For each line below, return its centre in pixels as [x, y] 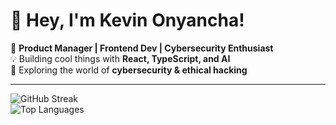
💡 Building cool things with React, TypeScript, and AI [120, 58]
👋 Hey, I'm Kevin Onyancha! [127, 20]
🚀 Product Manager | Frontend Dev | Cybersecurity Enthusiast [142, 48]
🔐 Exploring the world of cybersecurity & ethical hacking [129, 70]
